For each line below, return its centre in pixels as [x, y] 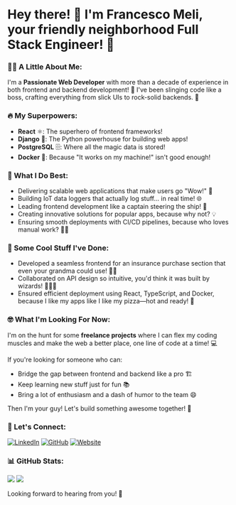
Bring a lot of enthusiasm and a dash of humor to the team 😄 [107, 394]
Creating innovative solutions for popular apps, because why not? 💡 [117, 214]
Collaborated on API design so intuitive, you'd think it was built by [113, 278]
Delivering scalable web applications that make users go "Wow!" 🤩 [115, 191]
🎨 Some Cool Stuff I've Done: [58, 248]
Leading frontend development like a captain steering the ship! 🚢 [112, 207]
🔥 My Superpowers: [43, 116]
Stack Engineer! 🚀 [61, 45]
